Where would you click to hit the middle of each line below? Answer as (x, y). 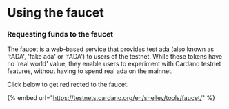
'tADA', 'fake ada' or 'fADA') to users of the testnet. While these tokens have (115, 57)
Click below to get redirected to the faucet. (68, 85)
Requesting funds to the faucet (60, 34)
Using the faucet (56, 13)
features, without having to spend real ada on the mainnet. (90, 71)
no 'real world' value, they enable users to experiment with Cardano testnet (114, 64)
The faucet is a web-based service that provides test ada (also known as (111, 49)
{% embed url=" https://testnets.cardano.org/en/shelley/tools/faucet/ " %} (111, 98)
